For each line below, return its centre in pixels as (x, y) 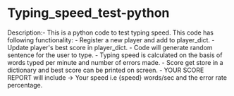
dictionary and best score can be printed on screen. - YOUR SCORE (106, 70)
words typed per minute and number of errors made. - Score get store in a (115, 62)
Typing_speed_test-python (88, 13)
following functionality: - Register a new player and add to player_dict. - (111, 40)
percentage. (25, 85)
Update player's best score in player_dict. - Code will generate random (110, 47)
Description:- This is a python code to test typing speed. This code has (110, 32)
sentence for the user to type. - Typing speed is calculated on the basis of (115, 55)
